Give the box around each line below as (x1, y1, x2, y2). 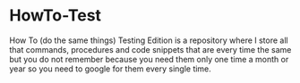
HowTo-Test (9, 5, 101, 26)
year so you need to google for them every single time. (9, 63, 212, 74)
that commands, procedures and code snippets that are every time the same (9, 44, 292, 54)
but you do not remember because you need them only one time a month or (9, 54, 289, 64)
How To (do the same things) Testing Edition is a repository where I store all (9, 35, 288, 46)
